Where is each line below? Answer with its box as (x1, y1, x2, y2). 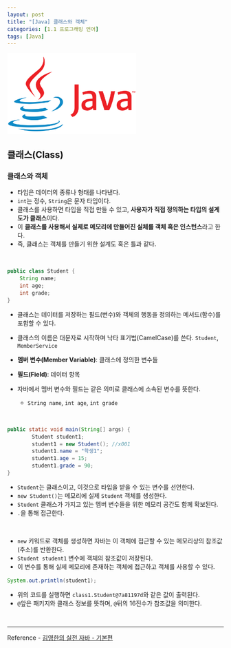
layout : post (7, 11, 45, 18)
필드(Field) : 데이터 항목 (16, 370, 80, 378)
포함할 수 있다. (16, 319, 56, 327)
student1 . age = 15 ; (32, 455, 88, 462)
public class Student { (7, 268, 76, 275)
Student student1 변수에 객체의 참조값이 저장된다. (16, 554, 153, 562)
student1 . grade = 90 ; (32, 462, 94, 470)
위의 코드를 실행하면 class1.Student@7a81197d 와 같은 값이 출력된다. (16, 590, 200, 598)
